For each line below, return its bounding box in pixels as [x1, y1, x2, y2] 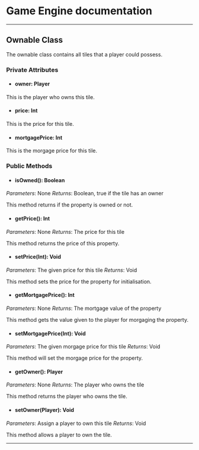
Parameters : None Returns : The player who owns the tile [6, 381, 145, 388]
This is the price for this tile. [6, 121, 74, 128]
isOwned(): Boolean [14, 176, 65, 183]
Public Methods [6, 162, 53, 170]
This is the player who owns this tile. [6, 93, 95, 100]
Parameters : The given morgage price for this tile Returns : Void [6, 343, 161, 350]
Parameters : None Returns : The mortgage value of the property [6, 305, 162, 312]
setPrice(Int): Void [14, 253, 61, 261]
